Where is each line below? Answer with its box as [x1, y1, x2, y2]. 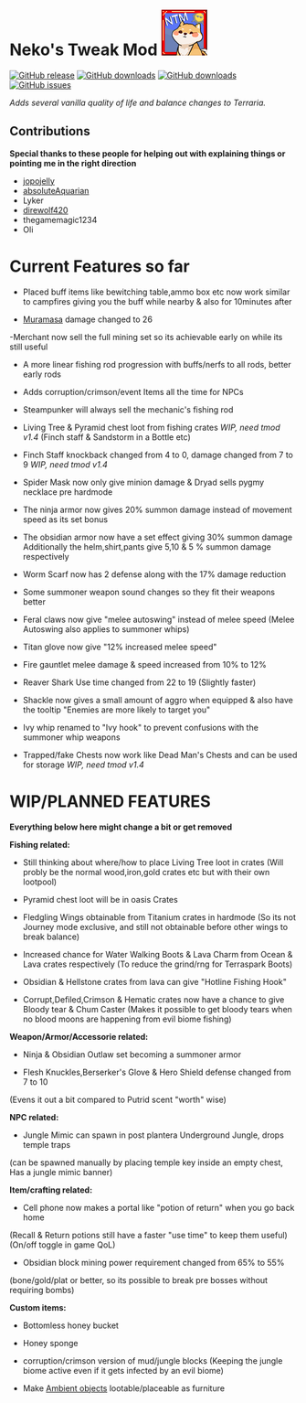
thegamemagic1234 [22, 214, 98, 225]
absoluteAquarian [22, 185, 90, 196]
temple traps [22, 1139, 71, 1150]
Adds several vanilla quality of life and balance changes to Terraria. [9, 97, 267, 108]
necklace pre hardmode [22, 486, 113, 498]
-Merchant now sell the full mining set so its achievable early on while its [9, 331, 283, 342]
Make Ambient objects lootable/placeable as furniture [22, 1382, 226, 1394]
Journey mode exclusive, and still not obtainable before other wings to [22, 921, 289, 932]
